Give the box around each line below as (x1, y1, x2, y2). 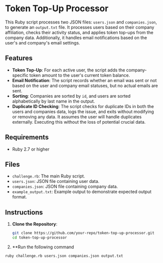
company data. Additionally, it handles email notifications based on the (5, 35, 147, 41)
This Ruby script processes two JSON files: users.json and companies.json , (5, 19, 157, 25)
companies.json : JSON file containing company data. (12, 184, 118, 190)
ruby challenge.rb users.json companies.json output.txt (5, 253, 123, 258)
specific (12, 72, 28, 78)
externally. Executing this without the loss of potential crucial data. (12, 119, 146, 125)
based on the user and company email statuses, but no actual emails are (12, 83, 158, 88)
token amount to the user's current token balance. (29, 72, 130, 78)
